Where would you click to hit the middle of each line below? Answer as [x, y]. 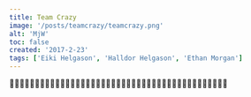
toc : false [29, 42]
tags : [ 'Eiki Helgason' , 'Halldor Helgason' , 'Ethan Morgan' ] [126, 58]
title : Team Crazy [43, 17]
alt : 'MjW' [29, 34]
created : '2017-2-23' [49, 50]
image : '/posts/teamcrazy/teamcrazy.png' [87, 26]
